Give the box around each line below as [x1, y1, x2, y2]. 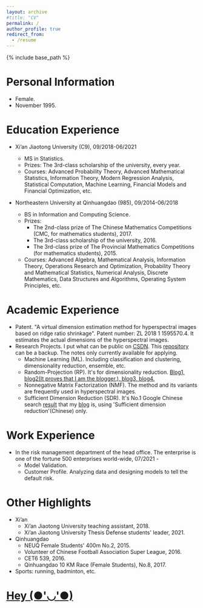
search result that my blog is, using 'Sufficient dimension [24, 401, 167, 408]
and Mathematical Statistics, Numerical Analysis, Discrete [24, 269, 168, 276]
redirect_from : [6, 32, 45, 38]
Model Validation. [24, 461, 68, 469]
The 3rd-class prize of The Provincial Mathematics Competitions [33, 243, 195, 250]
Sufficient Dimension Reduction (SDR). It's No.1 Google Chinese [24, 394, 183, 401]
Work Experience [6, 429, 95, 442]
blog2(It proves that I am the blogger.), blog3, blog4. [24, 375, 155, 382]
